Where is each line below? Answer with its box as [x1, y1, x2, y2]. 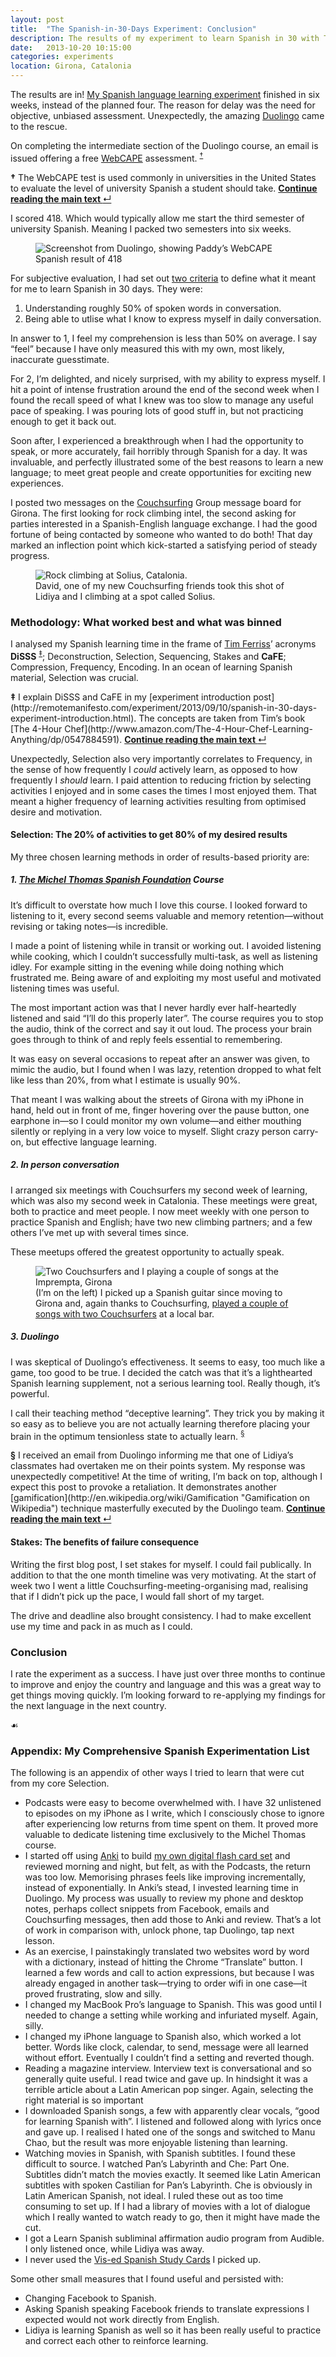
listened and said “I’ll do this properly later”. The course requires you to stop [10, 1012, 324, 1024]
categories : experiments [10, 52, 114, 62]
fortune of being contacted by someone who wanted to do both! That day [10, 528, 313, 540]
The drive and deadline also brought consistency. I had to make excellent [10, 1609, 312, 1621]
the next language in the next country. [10, 1699, 167, 1711]
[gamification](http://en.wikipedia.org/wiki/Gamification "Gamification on [10, 1492, 311, 1504]
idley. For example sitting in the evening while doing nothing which [10, 961, 285, 973]
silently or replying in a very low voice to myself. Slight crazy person [10, 1125, 292, 1137]
